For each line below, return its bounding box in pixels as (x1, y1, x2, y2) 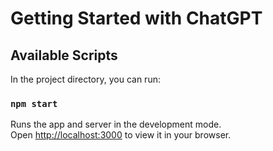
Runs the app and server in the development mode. (10, 118, 222, 131)
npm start (10, 98, 58, 109)
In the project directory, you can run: (10, 73, 161, 85)
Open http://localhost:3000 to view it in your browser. (10, 129, 232, 141)
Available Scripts (10, 47, 118, 64)
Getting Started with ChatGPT (10, 7, 263, 30)
